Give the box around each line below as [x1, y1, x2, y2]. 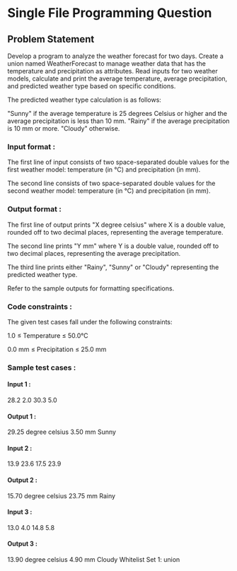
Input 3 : [7, 507, 33, 517]
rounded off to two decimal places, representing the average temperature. [7, 228, 224, 236]
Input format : [7, 141, 55, 151]
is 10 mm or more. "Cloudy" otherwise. [7, 124, 120, 132]
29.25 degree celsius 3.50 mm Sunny [7, 428, 117, 436]
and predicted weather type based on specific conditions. [7, 82, 176, 90]
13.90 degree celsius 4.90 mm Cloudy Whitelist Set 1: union [7, 555, 180, 564]
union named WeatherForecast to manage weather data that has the [7, 59, 207, 68]
